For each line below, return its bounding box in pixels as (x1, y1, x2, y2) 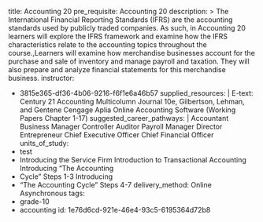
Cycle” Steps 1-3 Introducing (19, 172, 113, 181)
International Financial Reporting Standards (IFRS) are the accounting (8, 15, 233, 24)
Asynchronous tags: (19, 188, 85, 198)
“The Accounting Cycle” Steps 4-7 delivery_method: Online (19, 180, 213, 189)
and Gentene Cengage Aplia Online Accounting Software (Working (19, 105, 236, 115)
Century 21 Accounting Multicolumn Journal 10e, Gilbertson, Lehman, (19, 97, 246, 106)
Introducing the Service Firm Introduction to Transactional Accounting (19, 155, 246, 164)
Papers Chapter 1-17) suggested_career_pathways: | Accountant (19, 114, 229, 122)
